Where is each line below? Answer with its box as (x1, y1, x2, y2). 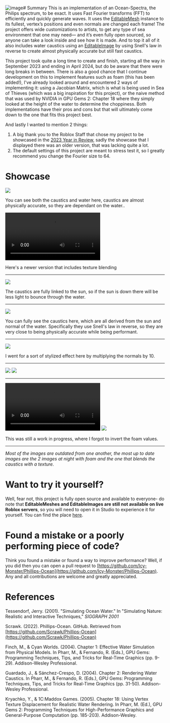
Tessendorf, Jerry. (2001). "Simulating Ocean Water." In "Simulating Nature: (5, 608, 163, 614)
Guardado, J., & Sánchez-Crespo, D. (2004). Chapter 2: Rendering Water (5, 670, 157, 676)
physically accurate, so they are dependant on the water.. (5, 202, 125, 208)
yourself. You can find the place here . (5, 512, 83, 518)
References (5, 591, 55, 603)
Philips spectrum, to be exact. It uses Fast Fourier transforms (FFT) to (5, 10, 150, 16)
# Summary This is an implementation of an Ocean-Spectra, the (23, 5, 156, 11)
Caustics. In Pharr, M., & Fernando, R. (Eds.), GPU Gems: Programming (5, 675, 153, 681)
